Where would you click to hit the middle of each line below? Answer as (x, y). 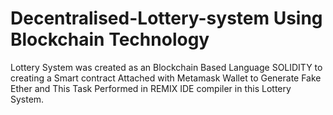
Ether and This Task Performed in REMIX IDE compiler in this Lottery (151, 88)
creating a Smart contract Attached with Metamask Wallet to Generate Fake (166, 78)
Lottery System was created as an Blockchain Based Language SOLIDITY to (166, 67)
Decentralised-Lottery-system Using (166, 18)
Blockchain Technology (110, 39)
